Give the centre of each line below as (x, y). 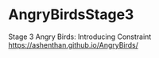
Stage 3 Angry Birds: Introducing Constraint (80, 37)
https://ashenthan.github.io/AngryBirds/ (74, 44)
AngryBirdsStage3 (71, 15)
